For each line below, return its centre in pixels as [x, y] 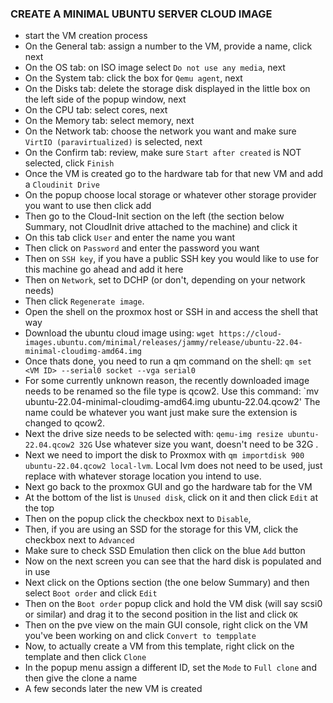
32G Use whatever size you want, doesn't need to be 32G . [198, 444]
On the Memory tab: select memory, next [109, 121]
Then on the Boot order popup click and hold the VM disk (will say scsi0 [173, 604]
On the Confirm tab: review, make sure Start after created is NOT [163, 153]
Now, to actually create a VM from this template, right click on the [159, 646]
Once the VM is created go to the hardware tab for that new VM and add [174, 174]
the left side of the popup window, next [105, 99]
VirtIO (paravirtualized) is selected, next [113, 142]
